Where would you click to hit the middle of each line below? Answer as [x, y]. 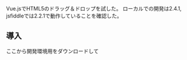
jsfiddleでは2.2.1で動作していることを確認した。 [64, 16]
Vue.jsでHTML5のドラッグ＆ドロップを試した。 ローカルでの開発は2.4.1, [94, 8]
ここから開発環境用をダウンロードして [52, 51]
